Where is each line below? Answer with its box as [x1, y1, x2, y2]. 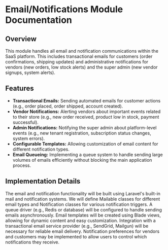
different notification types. [12, 146, 70, 152]
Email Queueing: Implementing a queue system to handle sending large [12, 151, 163, 158]
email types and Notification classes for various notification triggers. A [5, 201, 153, 207]
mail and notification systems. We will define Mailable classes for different [5, 196, 160, 202]
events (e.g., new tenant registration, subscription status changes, [12, 130, 151, 136]
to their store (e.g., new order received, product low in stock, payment [12, 114, 159, 120]
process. [12, 162, 31, 168]
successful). [12, 119, 39, 125]
